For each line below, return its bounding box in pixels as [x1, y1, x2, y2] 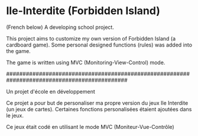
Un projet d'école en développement [6, 88, 96, 95]
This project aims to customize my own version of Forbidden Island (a [6, 35, 176, 42]
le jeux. [6, 112, 24, 119]
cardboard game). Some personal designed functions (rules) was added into [6, 41, 193, 48]
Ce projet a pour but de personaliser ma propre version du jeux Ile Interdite [6, 99, 189, 107]
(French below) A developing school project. [6, 24, 114, 31]
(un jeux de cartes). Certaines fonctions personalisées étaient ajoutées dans [6, 105, 192, 112]
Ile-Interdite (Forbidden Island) [6, 4, 161, 18]
